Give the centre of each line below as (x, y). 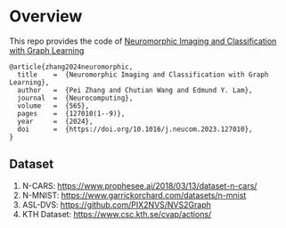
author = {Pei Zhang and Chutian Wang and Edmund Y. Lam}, (135, 90)
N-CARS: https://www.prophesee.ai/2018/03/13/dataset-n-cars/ (139, 185)
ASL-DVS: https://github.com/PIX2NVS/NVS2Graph (116, 204)
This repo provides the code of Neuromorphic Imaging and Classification (143, 41)
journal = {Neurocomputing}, (75, 98)
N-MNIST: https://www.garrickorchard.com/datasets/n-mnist (134, 195)
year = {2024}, (55, 121)
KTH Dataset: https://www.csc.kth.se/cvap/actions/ (117, 214)
